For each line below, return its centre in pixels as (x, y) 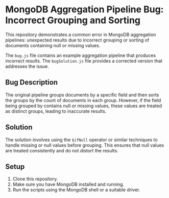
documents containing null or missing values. (53, 45)
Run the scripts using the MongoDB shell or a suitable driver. (76, 190)
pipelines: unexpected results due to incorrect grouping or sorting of (77, 40)
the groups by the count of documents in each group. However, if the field (83, 100)
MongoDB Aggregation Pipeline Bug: (84, 9)
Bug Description (31, 82)
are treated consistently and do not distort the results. (62, 150)
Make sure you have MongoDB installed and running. (68, 184)
